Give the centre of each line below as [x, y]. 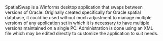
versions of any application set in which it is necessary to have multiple [77, 23]
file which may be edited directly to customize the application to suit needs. [82, 33]
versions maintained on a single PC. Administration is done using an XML [79, 28]
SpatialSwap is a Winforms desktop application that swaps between [74, 7]
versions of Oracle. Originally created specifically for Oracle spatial [73, 12]
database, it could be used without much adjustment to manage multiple [78, 18]
